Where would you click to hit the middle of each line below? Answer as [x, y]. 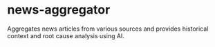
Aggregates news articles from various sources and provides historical [108, 29]
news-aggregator [59, 10]
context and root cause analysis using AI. [66, 35]
